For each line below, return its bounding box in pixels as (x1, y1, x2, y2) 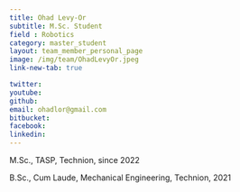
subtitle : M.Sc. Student (9, 22, 103, 31)
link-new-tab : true (9, 64, 83, 73)
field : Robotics (9, 30, 75, 39)
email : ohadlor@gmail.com (9, 105, 106, 114)
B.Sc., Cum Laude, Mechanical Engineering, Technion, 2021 (9, 172, 232, 183)
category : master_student (9, 38, 106, 48)
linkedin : (9, 130, 47, 140)
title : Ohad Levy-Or (9, 13, 88, 23)
